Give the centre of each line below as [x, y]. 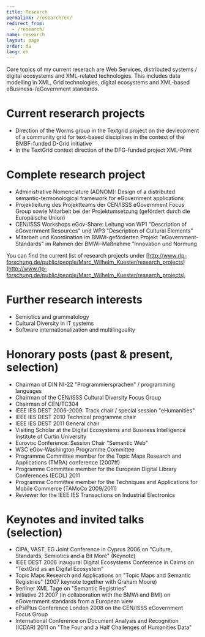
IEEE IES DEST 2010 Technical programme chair [76, 417]
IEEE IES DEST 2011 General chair [57, 423]
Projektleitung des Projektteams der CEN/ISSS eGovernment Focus [100, 204]
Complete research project [76, 174]
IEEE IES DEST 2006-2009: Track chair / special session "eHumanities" [105, 410]
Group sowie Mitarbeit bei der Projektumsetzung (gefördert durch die [103, 211]
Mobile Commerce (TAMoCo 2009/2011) [66, 488]
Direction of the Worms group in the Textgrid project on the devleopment [107, 130]
